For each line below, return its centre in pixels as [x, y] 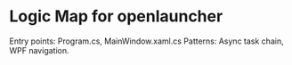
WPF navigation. [39, 50]
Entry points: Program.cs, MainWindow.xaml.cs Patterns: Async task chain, [146, 41]
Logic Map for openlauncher [116, 16]
